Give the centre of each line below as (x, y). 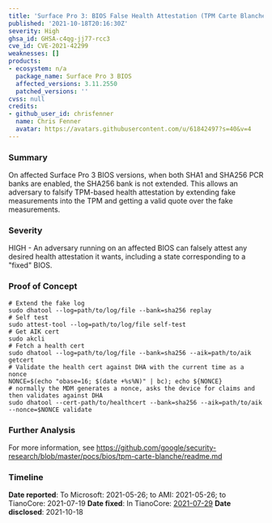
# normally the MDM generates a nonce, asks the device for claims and (132, 388)
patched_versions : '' (52, 91)
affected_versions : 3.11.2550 (66, 84)
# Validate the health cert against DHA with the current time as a (126, 367)
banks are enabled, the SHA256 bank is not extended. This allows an (123, 184)
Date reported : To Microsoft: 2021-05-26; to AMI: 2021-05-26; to (117, 495)
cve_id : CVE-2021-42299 (49, 46)
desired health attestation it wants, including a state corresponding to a (127, 257)
